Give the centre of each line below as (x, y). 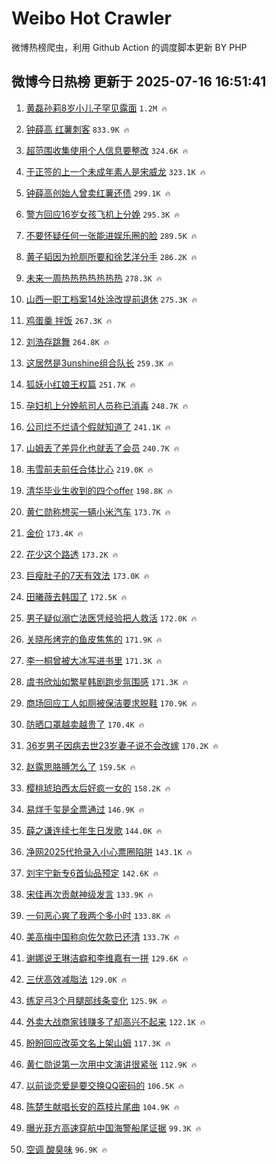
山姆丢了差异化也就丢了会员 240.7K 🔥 (102, 448)
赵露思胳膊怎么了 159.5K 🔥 (80, 766)
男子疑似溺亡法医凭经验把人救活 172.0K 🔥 (111, 618)
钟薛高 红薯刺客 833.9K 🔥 (77, 129)
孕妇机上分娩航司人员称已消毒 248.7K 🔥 (107, 405)
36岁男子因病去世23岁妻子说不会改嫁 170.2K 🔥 (122, 745)
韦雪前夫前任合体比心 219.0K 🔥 (89, 469)
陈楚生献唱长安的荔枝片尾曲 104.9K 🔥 (102, 1106)
